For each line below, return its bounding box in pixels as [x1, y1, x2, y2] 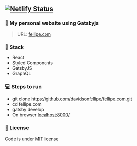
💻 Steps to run [5, 83, 42, 90]
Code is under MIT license [5, 136, 59, 142]
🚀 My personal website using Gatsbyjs [5, 20, 99, 27]
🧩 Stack [5, 43, 24, 50]
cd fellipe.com [12, 101, 42, 107]
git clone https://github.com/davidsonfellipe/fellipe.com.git [12, 96, 132, 102]
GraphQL [12, 70, 31, 76]
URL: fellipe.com [17, 31, 51, 37]
